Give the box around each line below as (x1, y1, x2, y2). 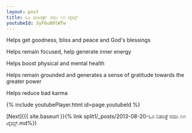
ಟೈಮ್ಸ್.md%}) (6, 120, 37, 127)
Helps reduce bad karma (6, 90, 68, 97)
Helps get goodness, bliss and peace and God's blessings (6, 37, 151, 44)
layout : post (6, 8, 39, 15)
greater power (6, 78, 42, 85)
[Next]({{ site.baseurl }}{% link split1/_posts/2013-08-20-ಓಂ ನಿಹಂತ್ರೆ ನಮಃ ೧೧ (6, 113, 186, 120)
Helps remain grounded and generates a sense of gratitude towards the (6, 72, 185, 79)
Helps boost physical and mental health (6, 60, 104, 67)
